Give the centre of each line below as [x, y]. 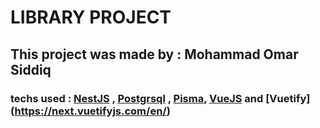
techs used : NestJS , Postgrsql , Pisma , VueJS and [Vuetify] [160, 98]
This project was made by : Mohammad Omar [154, 54]
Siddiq [31, 69]
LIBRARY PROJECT [91, 17]
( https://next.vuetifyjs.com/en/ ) [90, 111]
